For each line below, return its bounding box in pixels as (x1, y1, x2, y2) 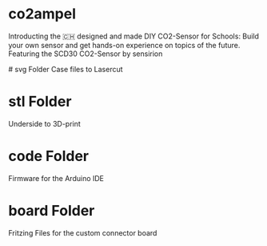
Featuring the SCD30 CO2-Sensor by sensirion (8, 49, 163, 58)
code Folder (8, 147, 90, 165)
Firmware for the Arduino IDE (8, 173, 105, 183)
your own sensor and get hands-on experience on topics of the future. (8, 40, 241, 50)
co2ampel (8, 5, 77, 23)
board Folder (8, 202, 95, 220)
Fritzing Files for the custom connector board (8, 228, 157, 237)
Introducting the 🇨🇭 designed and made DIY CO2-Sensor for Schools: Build (8, 31, 260, 41)
